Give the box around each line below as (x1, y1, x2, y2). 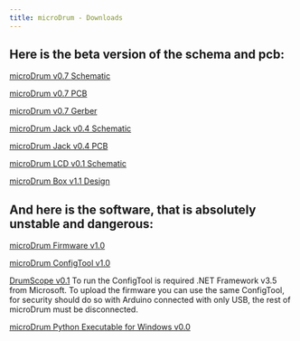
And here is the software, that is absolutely (9, 202, 257, 217)
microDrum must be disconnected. (9, 304, 138, 315)
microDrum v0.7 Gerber (9, 106, 98, 117)
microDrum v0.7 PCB (9, 88, 88, 99)
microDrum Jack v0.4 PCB (9, 141, 108, 152)
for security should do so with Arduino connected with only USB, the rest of (9, 295, 291, 306)
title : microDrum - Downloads (9, 13, 124, 23)
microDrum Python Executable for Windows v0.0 (9, 322, 192, 333)
